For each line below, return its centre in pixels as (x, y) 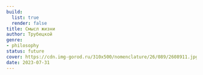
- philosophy (23, 46)
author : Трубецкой (29, 34)
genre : (14, 40)
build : (14, 12)
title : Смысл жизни (31, 29)
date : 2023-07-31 (28, 62)
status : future (25, 51)
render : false (29, 23)
